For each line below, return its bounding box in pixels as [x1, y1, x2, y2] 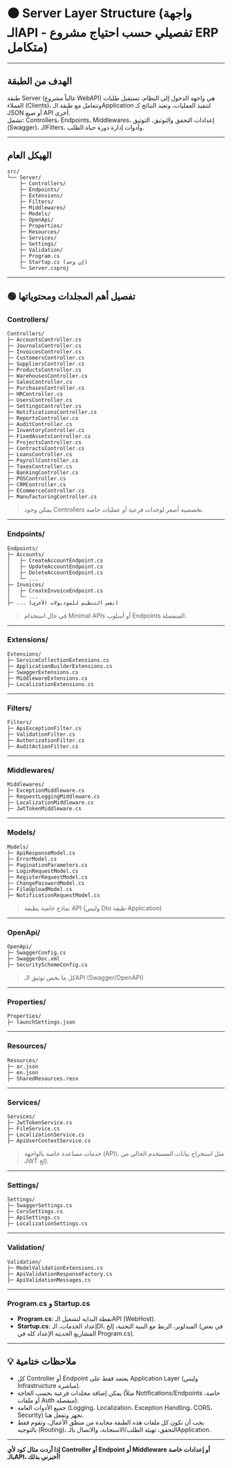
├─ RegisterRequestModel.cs [7, 874, 88, 881]
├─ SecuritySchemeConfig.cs [7, 961, 88, 968]
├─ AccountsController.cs [7, 336, 81, 344]
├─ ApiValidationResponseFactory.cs [7, 1271, 113, 1278]
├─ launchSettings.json [7, 1019, 76, 1026]
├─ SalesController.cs [7, 379, 72, 386]
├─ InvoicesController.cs [7, 349, 81, 355]
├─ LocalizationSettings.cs [7, 1220, 88, 1227]
